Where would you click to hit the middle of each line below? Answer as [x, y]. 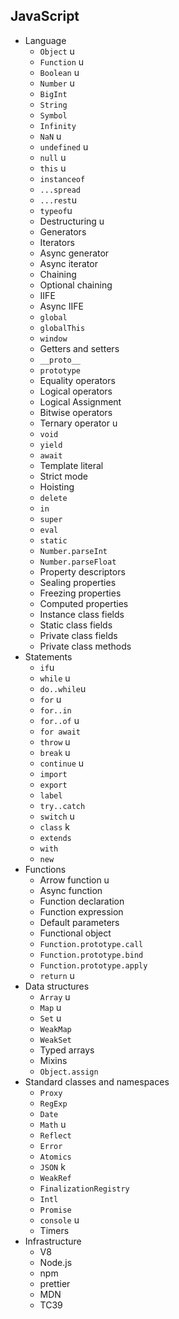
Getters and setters [79, 348]
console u [59, 1220]
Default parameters [79, 922]
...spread [60, 190]
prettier [55, 1283]
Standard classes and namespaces [97, 1081]
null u [53, 157]
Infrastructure [53, 1241]
